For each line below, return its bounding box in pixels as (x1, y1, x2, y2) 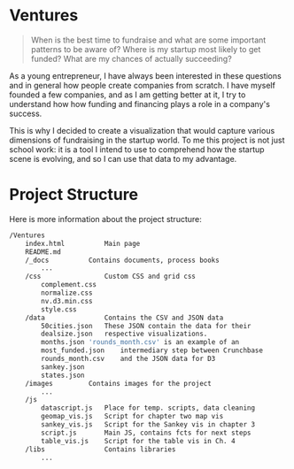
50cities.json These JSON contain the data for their (41, 321, 251, 330)
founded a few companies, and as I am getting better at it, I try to (9, 89, 246, 100)
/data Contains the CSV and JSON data (25, 313, 224, 322)
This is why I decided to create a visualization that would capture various (9, 125, 275, 135)
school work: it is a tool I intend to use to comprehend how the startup (9, 143, 265, 155)
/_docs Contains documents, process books (25, 256, 220, 265)
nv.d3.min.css (41, 296, 93, 305)
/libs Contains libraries (25, 444, 176, 454)
